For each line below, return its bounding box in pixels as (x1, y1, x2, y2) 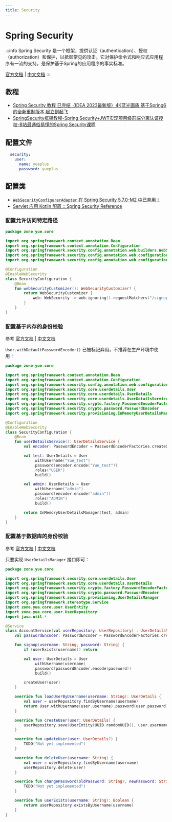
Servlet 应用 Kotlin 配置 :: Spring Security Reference (12, 203, 122, 209)
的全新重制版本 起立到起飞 (12, 109, 68, 115)
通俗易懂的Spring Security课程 (31, 121, 96, 128)
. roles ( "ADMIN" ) (32, 496, 68, 502)
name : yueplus (18, 162, 50, 167)
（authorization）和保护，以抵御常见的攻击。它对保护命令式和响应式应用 (5, 53, 159, 60)
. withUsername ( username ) (32, 661, 86, 666)
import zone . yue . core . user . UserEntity (5, 604, 88, 610)
